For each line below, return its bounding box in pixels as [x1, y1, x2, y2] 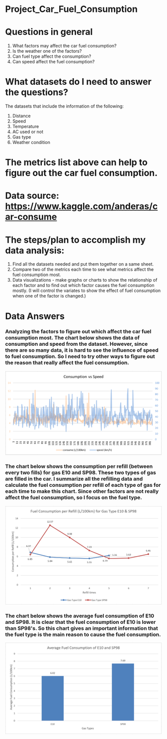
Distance [12, 113, 31, 119]
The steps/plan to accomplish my [5, 234, 146, 245]
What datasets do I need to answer [5, 76, 152, 88]
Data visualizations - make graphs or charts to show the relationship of [12, 277, 158, 283]
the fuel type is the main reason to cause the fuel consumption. [5, 631, 161, 638]
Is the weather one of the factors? [12, 48, 82, 54]
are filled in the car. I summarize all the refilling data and [5, 475, 143, 482]
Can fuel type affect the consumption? [12, 53, 91, 59]
